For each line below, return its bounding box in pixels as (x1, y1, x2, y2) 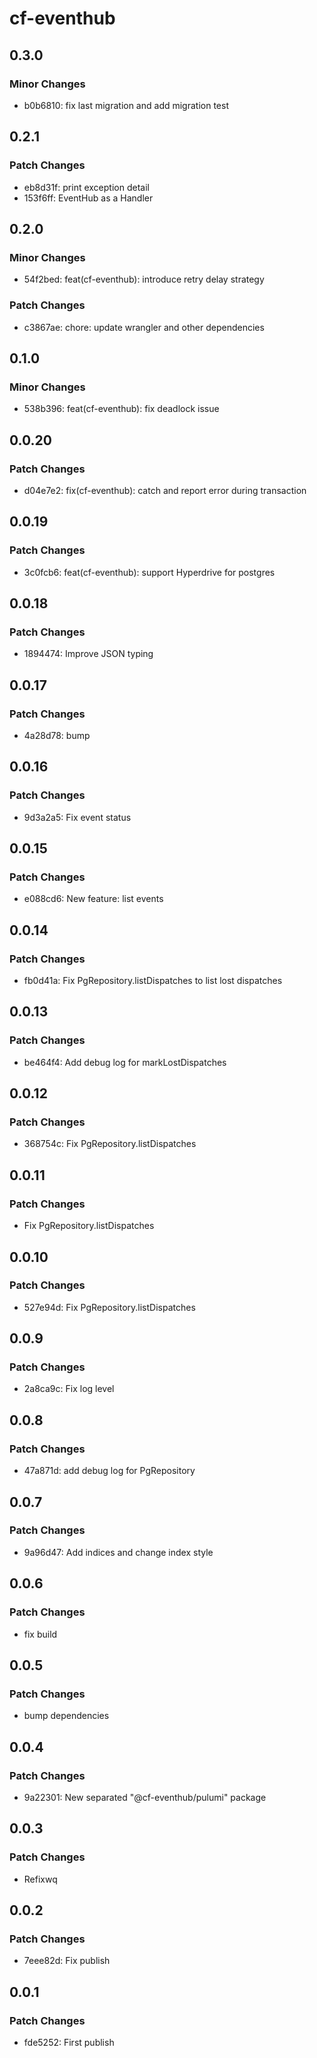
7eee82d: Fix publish (23, 1955, 111, 1967)
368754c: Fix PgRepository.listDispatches (23, 1138, 197, 1150)
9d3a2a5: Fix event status (23, 811, 132, 823)
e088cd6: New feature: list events (23, 893, 164, 905)
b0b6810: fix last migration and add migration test (23, 99, 229, 111)
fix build (23, 1628, 58, 1640)
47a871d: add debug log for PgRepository (23, 1465, 196, 1477)
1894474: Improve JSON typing (23, 648, 154, 660)
